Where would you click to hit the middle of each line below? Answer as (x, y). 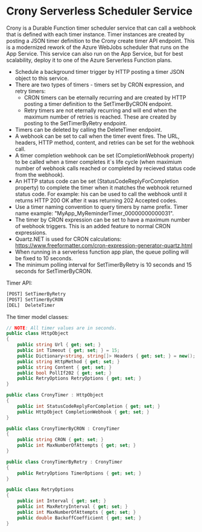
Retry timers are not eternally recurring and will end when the (100, 110)
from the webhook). (39, 174)
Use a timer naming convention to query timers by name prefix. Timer (101, 206)
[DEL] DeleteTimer (31, 305)
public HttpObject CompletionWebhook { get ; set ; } (83, 412)
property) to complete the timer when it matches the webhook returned (103, 187)
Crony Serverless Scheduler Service (99, 11)
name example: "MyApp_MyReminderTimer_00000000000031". (94, 213)
